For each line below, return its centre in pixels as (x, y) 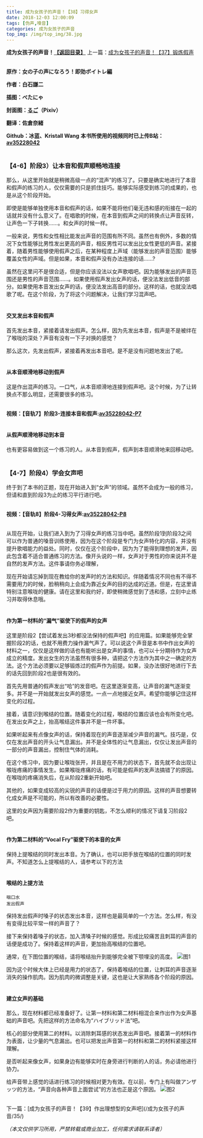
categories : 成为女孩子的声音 (41, 29)
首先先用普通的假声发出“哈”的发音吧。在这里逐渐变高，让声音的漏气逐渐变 (99, 686)
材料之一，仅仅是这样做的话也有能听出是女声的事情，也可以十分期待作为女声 (101, 650)
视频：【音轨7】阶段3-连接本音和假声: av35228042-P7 (74, 413)
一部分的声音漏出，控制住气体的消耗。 (54, 749)
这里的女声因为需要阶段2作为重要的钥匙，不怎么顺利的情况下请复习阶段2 (97, 810)
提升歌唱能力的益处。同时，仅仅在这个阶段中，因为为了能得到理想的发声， (99, 548)
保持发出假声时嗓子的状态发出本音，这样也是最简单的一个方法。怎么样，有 (99, 915)
